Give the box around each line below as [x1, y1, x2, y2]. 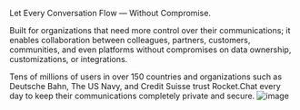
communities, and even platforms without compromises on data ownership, [9, 44, 292, 55]
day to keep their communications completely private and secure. [9, 90, 255, 101]
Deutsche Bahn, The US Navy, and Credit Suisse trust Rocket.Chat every [9, 81, 282, 91]
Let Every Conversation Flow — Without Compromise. [9, 8, 212, 18]
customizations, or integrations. [9, 54, 128, 64]
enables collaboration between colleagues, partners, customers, [9, 35, 251, 45]
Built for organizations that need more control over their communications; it [9, 25, 291, 35]
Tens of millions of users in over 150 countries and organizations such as [9, 71, 283, 82]
